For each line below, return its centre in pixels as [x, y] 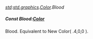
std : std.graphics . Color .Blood [35, 7]
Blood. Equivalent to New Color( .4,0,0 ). [47, 31]
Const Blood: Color [25, 18]
